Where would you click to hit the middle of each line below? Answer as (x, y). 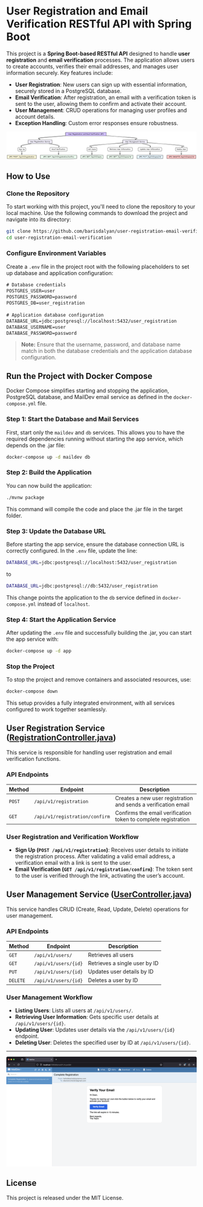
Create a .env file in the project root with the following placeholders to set (98, 267)
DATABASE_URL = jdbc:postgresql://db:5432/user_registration (82, 586)
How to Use (28, 176)
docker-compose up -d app (39, 651)
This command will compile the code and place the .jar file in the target (95, 509)
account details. (35, 117)
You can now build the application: (49, 485)
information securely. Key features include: (60, 73)
